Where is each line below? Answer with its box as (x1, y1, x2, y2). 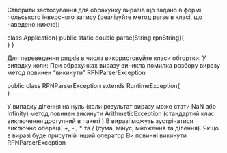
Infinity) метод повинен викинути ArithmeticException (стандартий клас (7, 109, 215, 117)
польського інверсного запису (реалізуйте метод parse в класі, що (7, 13, 203, 21)
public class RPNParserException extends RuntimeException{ (7, 82, 181, 89)
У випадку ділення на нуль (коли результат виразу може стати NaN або (7, 102, 217, 110)
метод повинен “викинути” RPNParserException (7, 68, 146, 76)
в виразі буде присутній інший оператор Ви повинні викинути (7, 131, 187, 139)
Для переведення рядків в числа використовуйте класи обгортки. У (7, 54, 206, 62)
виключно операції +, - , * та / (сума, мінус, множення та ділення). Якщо (7, 124, 219, 132)
